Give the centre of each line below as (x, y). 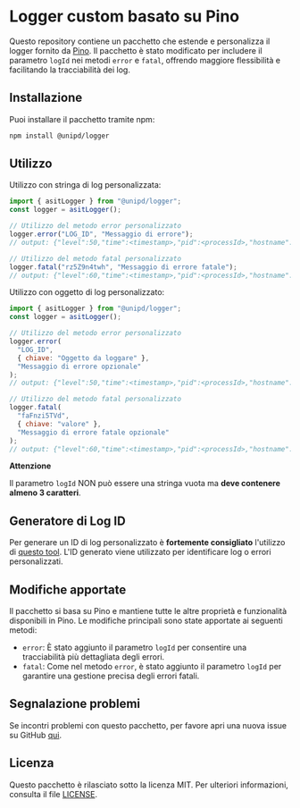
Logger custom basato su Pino (125, 17)
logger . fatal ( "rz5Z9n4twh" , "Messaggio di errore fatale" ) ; (124, 267)
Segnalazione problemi (75, 704)
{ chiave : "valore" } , (59, 424)
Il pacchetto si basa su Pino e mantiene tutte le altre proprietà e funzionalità (148, 611)
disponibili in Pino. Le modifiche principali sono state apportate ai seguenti (146, 621)
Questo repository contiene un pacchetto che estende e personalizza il (140, 41)
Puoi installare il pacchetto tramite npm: (82, 119)
